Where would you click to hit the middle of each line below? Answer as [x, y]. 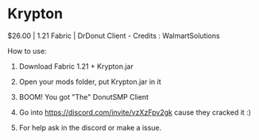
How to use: [27, 51]
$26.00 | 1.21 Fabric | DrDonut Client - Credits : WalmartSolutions [114, 36]
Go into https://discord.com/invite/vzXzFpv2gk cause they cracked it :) [135, 112]
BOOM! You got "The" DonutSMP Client [83, 96]
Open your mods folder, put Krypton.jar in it [90, 81]
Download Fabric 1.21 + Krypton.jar [76, 66]
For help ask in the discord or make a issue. [90, 127]
